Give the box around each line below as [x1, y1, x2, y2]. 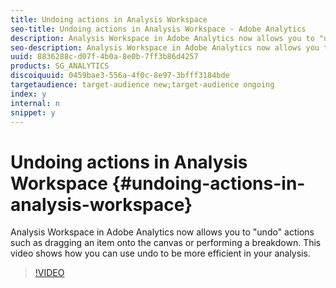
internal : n [10, 98, 60, 108]
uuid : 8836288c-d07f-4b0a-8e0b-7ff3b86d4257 [10, 52, 199, 62]
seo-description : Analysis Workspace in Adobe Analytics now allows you [10, 42, 320, 53]
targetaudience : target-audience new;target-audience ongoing [10, 80, 275, 90]
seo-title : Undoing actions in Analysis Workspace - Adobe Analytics [10, 24, 307, 34]
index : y [10, 89, 47, 99]
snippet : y [10, 107, 56, 118]
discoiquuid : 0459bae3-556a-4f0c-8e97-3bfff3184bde [10, 71, 230, 81]
